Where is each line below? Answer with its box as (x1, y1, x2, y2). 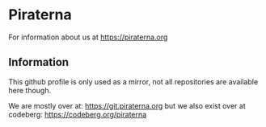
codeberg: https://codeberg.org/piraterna (8, 109, 147, 119)
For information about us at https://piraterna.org (8, 32, 168, 42)
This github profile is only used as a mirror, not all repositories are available (8, 76, 259, 86)
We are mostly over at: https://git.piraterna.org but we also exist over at (8, 100, 246, 110)
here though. (8, 85, 52, 95)
